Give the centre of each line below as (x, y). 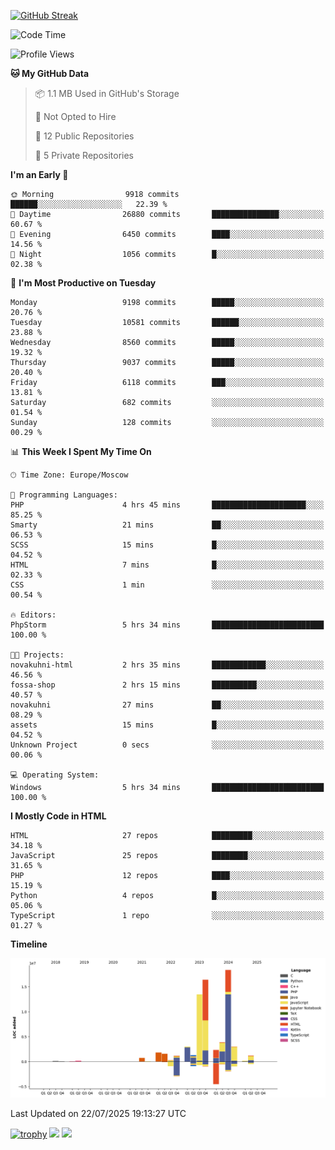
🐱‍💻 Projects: (37, 655)
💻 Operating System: (55, 775)
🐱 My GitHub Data (50, 73)
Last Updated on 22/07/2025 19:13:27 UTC (98, 1114)
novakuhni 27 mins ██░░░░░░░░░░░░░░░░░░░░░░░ (167, 705)
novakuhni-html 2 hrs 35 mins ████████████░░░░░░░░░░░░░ (167, 665)
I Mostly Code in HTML (58, 816)
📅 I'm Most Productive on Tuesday (83, 283)
